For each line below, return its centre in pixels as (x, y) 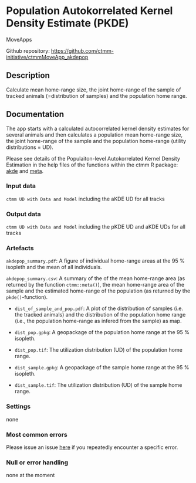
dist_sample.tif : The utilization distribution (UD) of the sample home (98, 385)
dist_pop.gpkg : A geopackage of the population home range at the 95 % (102, 332)
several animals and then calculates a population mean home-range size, (94, 135)
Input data (21, 186)
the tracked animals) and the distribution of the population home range (100, 315)
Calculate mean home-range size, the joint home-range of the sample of (94, 90)
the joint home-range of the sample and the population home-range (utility (96, 141)
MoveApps (19, 39)
